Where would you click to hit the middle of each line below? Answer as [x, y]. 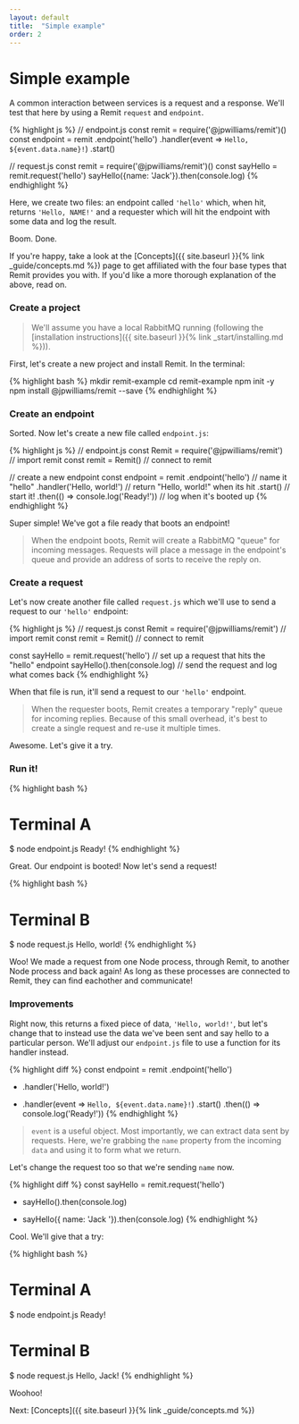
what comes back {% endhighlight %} [79, 675]
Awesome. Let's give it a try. [61, 746]
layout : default [39, 17]
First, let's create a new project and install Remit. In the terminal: [127, 364]
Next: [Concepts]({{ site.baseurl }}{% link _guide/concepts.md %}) [132, 1410]
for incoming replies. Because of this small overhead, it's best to [149, 719]
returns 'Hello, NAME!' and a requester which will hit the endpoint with [140, 212]
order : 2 [25, 34]
